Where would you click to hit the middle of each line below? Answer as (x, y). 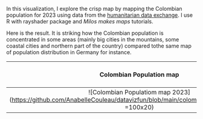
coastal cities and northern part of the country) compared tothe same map (99, 46)
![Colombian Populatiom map (130, 92)
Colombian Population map (139, 75)
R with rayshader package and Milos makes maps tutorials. (80, 21)
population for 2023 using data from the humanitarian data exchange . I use (100, 15)
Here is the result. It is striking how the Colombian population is (85, 33)
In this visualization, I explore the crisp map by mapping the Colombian (94, 9)
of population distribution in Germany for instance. (69, 52)
